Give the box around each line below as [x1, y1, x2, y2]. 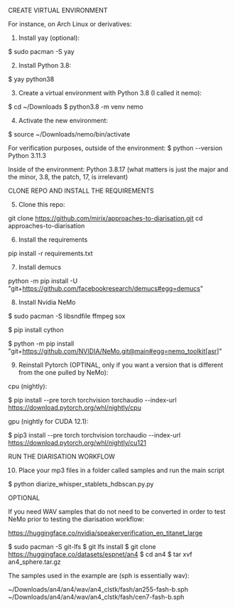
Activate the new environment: [18, 117, 109, 124]
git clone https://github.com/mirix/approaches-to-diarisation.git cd [8, 214, 203, 223]
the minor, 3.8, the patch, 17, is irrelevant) [8, 173, 129, 181]
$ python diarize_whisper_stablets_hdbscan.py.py [8, 480, 154, 488]
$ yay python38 [8, 75, 55, 83]
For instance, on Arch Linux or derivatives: [8, 20, 132, 28]
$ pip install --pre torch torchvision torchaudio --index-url [8, 396, 177, 404]
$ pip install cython [8, 326, 64, 334]
